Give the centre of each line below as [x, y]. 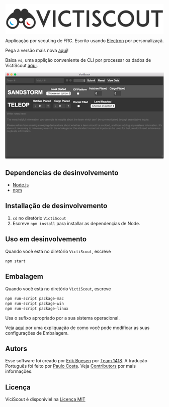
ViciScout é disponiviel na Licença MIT [45, 399]
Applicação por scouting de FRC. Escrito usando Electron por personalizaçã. [84, 41]
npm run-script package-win [35, 303]
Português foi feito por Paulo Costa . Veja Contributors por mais [70, 366]
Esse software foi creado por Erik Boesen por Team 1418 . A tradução [76, 361]
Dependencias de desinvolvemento [62, 173]
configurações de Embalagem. [37, 333]
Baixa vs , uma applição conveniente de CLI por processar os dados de [78, 60]
